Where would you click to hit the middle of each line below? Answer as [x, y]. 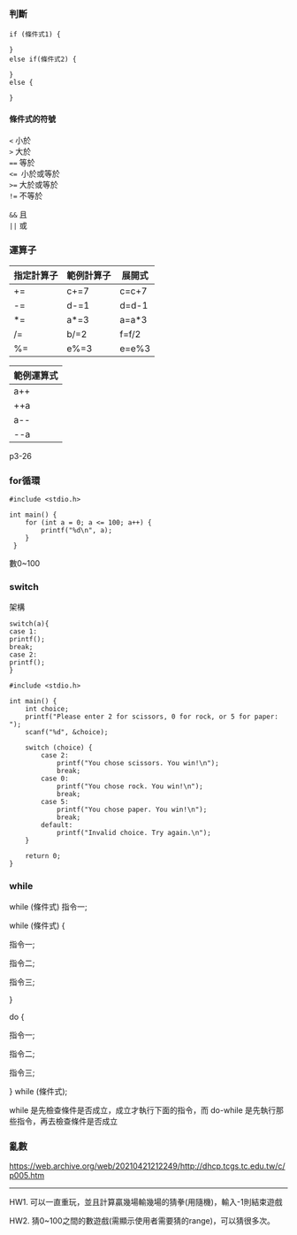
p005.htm [27, 1175]
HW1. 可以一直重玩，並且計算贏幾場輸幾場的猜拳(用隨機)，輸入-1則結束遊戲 [146, 1201]
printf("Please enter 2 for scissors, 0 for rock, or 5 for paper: [152, 717]
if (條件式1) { [35, 35]
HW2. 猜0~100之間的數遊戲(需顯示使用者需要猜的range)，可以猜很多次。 [142, 1220]
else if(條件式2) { [43, 59]
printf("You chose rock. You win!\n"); [129, 786]
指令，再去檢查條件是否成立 [67, 1121]
